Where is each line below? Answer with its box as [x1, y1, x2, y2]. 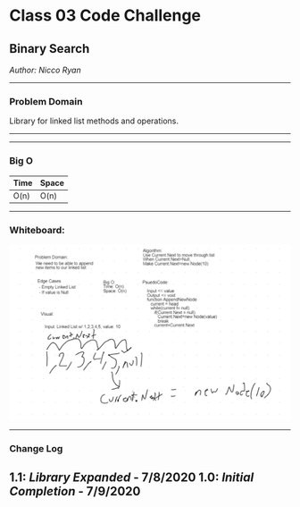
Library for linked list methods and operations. [9, 115, 179, 126]
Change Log [9, 442, 63, 454]
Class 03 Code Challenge [9, 5, 202, 26]
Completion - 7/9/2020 [9, 484, 141, 499]
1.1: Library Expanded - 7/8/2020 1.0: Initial [9, 469, 254, 485]
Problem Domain [9, 95, 83, 107]
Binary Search [9, 41, 90, 56]
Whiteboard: [9, 224, 65, 236]
